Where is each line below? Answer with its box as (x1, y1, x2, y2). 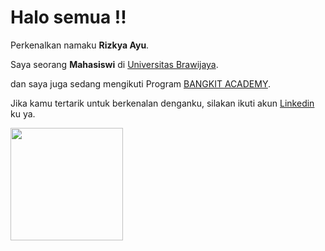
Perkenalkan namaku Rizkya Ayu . (10, 39, 150, 51)
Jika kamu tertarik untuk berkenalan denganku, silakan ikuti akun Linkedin (10, 97, 315, 109)
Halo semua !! (10, 6, 127, 29)
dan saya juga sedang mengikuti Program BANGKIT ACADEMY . (10, 77, 271, 90)
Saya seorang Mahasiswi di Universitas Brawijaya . (10, 58, 219, 70)
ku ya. (10, 107, 36, 120)
